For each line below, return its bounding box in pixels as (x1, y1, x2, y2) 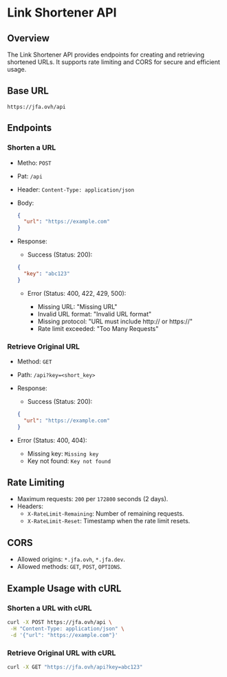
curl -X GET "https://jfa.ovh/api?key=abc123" (7, 663, 143, 670)
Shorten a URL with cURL (7, 603, 92, 613)
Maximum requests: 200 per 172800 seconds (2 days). (17, 495, 169, 503)
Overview (7, 32, 50, 44)
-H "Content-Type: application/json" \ (10, 625, 125, 632)
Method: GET (17, 357, 52, 366)
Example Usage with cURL (7, 583, 122, 594)
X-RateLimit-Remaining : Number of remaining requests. (27, 509, 184, 518)
